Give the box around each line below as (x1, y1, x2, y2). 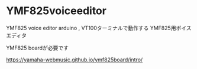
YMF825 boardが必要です (6, 44, 69, 51)
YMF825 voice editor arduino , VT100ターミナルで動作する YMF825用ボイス (6, 24, 192, 31)
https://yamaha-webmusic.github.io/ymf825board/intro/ (6, 56, 143, 63)
